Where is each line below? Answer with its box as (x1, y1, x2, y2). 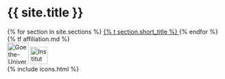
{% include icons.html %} (7, 65, 80, 73)
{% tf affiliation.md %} (7, 34, 70, 43)
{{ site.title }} (7, 5, 84, 21)
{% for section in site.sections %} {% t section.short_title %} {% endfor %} (7, 27, 218, 36)
